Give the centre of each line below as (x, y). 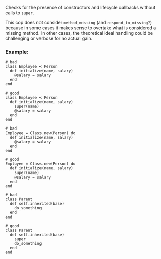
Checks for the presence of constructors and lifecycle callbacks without (80, 7)
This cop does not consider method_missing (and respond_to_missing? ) (79, 23)
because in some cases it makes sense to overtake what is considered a (81, 28)
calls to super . (20, 13)
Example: (17, 52)
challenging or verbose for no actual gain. (49, 38)
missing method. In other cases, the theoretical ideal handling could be (79, 33)
